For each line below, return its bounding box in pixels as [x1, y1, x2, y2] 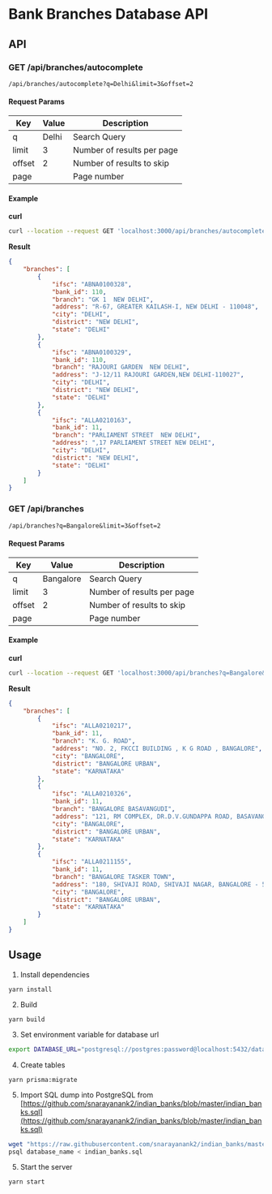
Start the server [19, 1162, 73, 1172]
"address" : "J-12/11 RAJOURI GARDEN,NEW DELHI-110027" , [51, 371, 244, 379]
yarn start [8, 1178, 45, 1186]
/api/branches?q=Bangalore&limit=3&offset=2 [8, 521, 161, 530]
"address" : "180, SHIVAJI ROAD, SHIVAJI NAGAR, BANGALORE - [51, 880, 259, 889]
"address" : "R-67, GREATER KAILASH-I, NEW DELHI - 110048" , [51, 303, 259, 311]
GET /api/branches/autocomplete [8, 62, 143, 73]
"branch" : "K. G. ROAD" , [51, 737, 136, 745]
